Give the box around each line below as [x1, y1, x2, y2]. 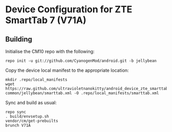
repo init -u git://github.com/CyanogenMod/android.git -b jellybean [5, 58, 157, 63]
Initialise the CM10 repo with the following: [5, 49, 95, 54]
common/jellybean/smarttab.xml [5, 91, 72, 96]
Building [5, 35, 32, 43]
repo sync [5, 109, 27, 115]
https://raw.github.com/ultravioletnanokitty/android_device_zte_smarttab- [5, 86, 170, 91]
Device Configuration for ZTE [5, 4, 133, 15]
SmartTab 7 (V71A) [5, 14, 87, 26]
